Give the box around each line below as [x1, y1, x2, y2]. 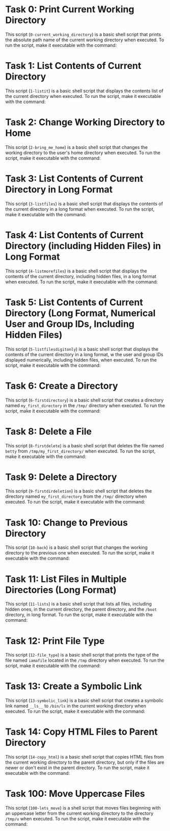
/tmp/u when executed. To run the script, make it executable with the [5, 816, 150, 822]
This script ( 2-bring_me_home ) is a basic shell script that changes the [5, 144, 148, 150]
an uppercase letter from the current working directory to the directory [5, 810, 154, 817]
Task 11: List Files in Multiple [5, 573, 127, 585]
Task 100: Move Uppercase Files [5, 788, 145, 799]
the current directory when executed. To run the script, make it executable [5, 93, 161, 99]
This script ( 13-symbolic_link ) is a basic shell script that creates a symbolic [5, 697, 164, 703]
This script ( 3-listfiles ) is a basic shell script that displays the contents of [5, 200, 163, 207]
